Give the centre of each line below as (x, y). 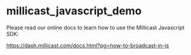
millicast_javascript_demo (74, 11)
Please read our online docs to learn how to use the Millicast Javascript (95, 27)
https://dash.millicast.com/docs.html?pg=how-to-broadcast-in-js (88, 45)
